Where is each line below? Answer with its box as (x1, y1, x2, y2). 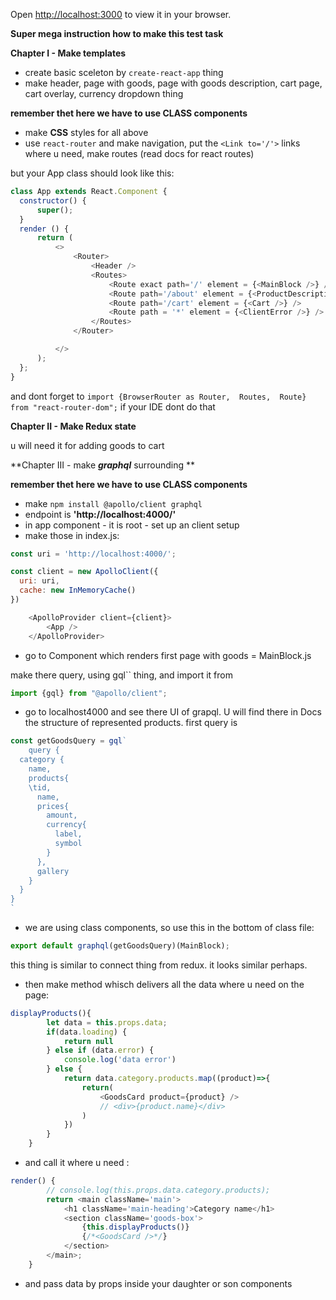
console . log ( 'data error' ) (63, 1055, 177, 1065)
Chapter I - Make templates (10, 47, 127, 59)
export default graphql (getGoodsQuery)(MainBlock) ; (10, 941, 230, 951)
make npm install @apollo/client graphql (24, 497, 203, 509)
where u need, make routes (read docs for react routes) (24, 148, 255, 159)
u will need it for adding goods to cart (10, 439, 165, 451)
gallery (36, 866, 70, 876)
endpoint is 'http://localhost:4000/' (24, 508, 177, 520)
